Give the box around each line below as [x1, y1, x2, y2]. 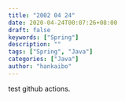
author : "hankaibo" [8, 63, 72, 70]
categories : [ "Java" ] [8, 56, 79, 63]
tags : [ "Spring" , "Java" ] [8, 48, 93, 56]
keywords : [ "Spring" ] [8, 33, 79, 41]
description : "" [8, 41, 61, 49]
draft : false [8, 26, 51, 34]
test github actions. [8, 84, 71, 93]
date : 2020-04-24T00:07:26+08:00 [8, 19, 118, 27]
